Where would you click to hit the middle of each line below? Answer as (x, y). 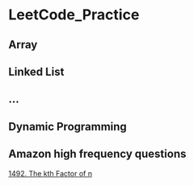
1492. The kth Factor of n (51, 173)
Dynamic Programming (67, 126)
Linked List (36, 71)
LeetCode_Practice (74, 15)
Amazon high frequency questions (97, 154)
